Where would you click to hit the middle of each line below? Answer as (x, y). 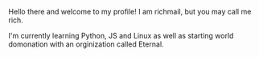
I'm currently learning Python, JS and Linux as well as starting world (121, 36)
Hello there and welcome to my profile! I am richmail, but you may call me (130, 12)
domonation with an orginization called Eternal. (86, 44)
